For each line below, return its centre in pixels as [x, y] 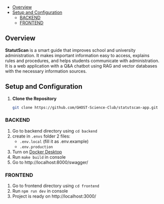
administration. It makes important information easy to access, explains [77, 55]
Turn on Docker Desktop [37, 152]
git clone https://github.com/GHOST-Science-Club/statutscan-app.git [85, 107]
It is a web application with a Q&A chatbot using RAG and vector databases [81, 66]
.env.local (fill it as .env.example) [54, 141]
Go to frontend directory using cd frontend [56, 186]
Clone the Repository [34, 99]
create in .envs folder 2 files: [41, 136]
